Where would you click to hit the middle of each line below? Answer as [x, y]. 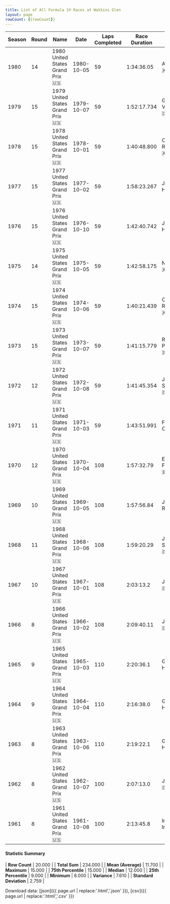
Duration [142, 42]
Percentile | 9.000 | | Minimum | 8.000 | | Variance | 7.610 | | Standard [79, 875]
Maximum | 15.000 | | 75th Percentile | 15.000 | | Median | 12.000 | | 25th [82, 870]
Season [17, 39]
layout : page [19, 15]
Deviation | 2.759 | [25, 881]
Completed [108, 42]
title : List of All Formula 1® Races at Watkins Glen [63, 10]
